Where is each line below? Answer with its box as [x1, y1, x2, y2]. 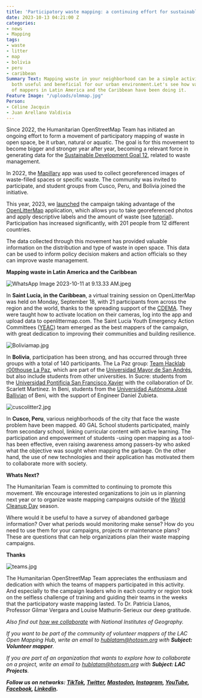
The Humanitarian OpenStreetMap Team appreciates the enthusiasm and [6, 575, 188, 582]
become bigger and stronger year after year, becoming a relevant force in [6, 145, 188, 152]
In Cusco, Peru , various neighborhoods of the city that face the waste [6, 415, 180, 422]
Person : [6, 98, 26, 104]
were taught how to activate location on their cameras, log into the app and [6, 311, 192, 318]
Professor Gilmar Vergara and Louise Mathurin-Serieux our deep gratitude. [6, 607, 191, 614]
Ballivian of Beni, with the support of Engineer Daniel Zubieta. [6, 392, 158, 399]
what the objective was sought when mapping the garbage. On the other [6, 447, 186, 454]
